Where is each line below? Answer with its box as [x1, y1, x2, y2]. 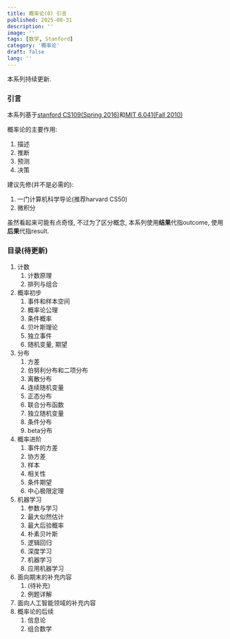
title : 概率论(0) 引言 [7, 10, 67, 17]
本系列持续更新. [7, 74, 52, 83]
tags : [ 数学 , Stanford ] [7, 36, 74, 43]
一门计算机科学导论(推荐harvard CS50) [17, 195, 128, 203]
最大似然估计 [27, 513, 64, 521]
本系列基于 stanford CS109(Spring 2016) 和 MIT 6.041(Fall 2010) [7, 111, 183, 119]
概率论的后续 [17, 607, 54, 616]
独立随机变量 [27, 409, 64, 418]
